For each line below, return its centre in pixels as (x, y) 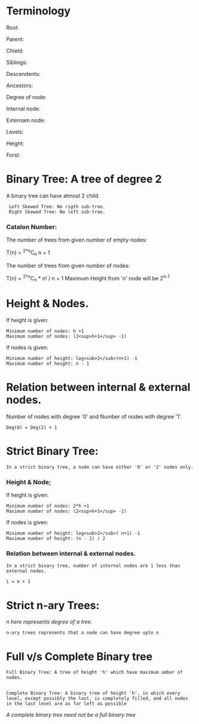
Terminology (38, 11)
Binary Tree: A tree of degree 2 (84, 179)
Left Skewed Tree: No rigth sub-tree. (57, 207)
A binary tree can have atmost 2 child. (53, 195)
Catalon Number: (32, 227)
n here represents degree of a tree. (49, 622)
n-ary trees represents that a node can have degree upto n (83, 633)
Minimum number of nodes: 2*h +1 (48, 506)
